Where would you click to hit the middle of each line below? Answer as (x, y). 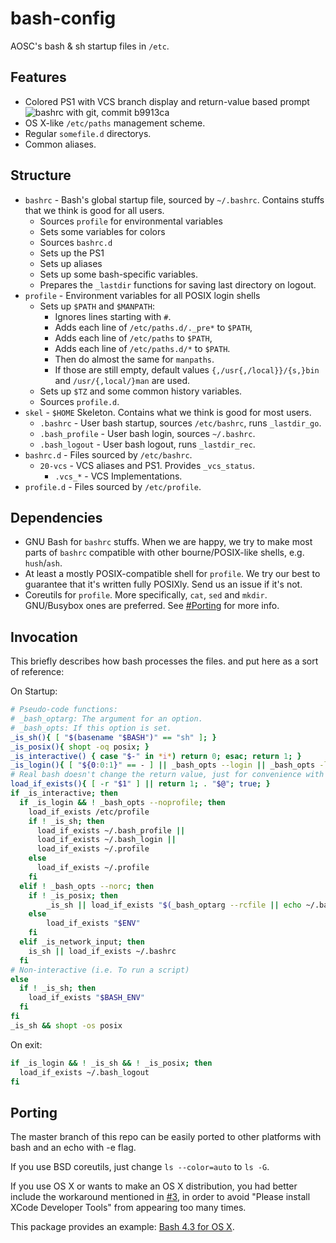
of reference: (37, 672)
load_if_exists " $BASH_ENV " (86, 998)
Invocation (44, 637)
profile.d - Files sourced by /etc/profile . (113, 486)
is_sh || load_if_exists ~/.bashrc (102, 951)
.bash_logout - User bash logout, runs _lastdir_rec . (147, 444)
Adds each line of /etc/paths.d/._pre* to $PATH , (153, 327)
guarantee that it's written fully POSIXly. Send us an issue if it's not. (163, 584)
